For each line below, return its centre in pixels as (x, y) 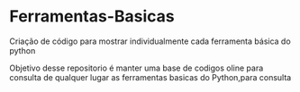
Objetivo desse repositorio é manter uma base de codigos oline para (136, 68)
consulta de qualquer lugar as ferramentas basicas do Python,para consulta (150, 77)
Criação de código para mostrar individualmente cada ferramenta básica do (150, 41)
